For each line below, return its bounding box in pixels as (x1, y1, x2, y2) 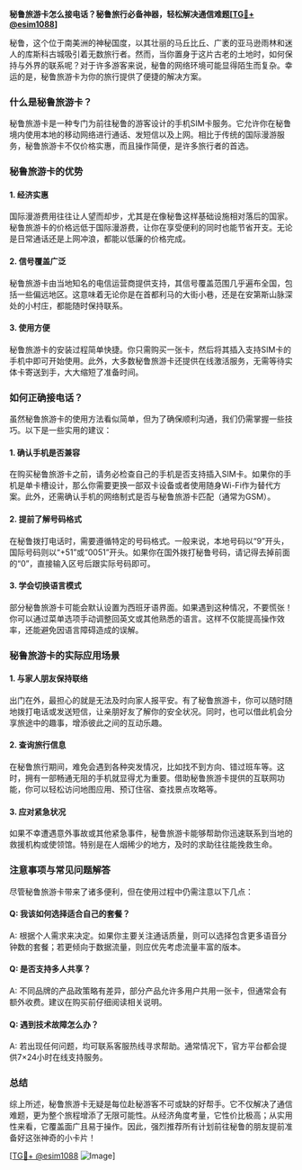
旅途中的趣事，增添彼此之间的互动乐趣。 (16, 717, 167, 728)
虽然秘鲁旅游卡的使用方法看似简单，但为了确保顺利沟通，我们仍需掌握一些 (9, 413, 285, 424)
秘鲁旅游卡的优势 (9, 166, 84, 178)
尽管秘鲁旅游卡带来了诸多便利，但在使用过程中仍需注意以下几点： (9, 886, 253, 897)
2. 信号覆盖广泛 (9, 256, 67, 267)
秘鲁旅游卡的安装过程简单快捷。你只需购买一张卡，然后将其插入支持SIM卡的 (9, 344, 292, 355)
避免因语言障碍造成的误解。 (40, 624, 144, 635)
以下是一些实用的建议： (24, 425, 112, 436)
